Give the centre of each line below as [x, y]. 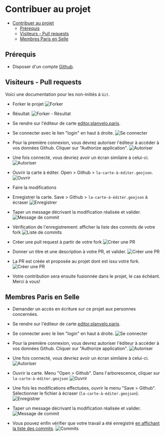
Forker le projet [28, 104]
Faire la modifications [34, 187]
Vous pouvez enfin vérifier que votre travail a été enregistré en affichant [86, 423]
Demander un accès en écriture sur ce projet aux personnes [74, 309]
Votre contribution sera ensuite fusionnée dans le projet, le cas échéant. [86, 276]
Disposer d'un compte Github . [43, 66]
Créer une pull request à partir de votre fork [57, 242]
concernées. [25, 314]
